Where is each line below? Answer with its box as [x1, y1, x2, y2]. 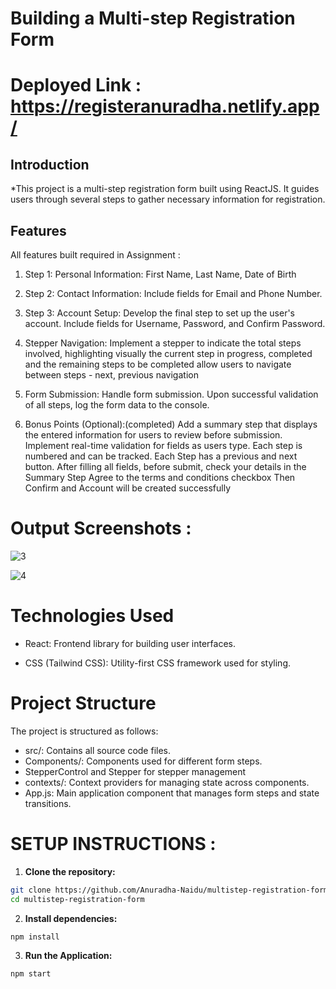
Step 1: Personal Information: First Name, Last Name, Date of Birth [24, 268, 297, 280]
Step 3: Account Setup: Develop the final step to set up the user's [24, 307, 295, 319]
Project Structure [10, 692, 157, 715]
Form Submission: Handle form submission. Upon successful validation [24, 388, 319, 400]
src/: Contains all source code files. [24, 744, 172, 756]
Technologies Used [10, 605, 175, 627]
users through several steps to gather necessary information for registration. [10, 193, 326, 206]
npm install [10, 932, 60, 942]
